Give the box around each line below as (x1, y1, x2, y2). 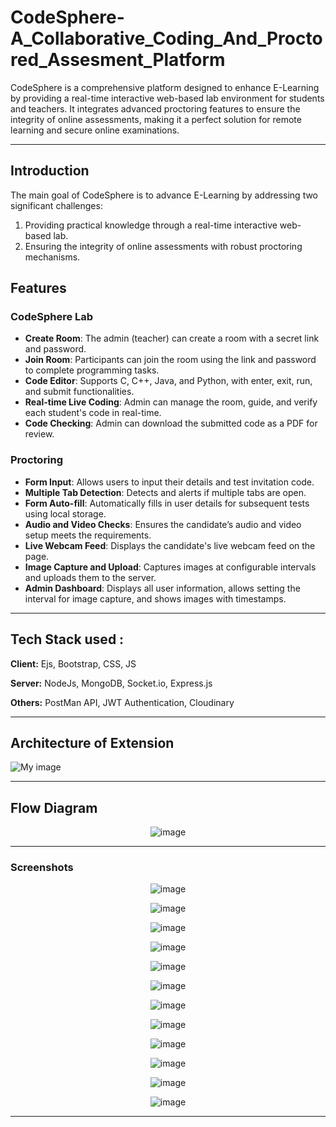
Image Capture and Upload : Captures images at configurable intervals (24, 561, 317, 573)
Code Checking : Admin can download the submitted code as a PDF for (24, 417, 318, 430)
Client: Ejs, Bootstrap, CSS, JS (10, 657, 137, 670)
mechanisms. (24, 251, 81, 263)
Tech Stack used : (10, 631, 125, 648)
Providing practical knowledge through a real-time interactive (24, 219, 278, 231)
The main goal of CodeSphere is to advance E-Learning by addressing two (10, 189, 319, 201)
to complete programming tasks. (24, 364, 160, 376)
